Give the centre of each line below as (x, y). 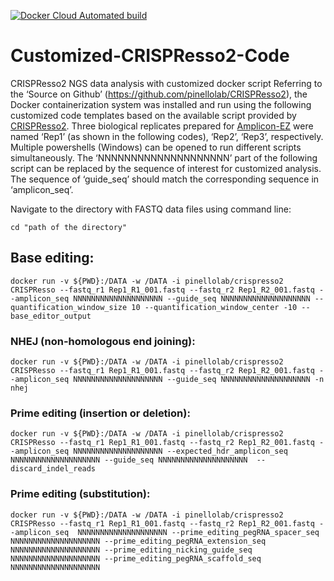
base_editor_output (51, 316)
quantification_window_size (69, 307)
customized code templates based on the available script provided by (153, 115)
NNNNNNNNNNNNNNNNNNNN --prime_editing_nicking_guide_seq (131, 550)
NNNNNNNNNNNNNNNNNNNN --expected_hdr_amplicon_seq (180, 451)
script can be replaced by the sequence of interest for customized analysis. (166, 168)
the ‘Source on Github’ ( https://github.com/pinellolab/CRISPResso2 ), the (159, 94)
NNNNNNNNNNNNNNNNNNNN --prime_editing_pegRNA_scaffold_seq (136, 558)
